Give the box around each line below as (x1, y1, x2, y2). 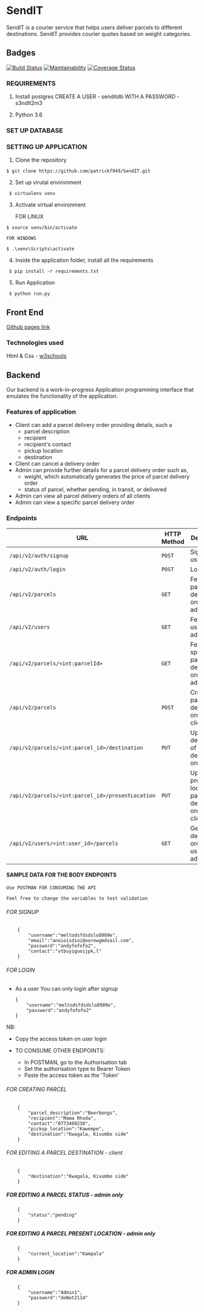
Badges (6, 48, 36, 58)
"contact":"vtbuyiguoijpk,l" (28, 948, 102, 954)
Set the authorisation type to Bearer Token (24, 1065, 131, 1073)
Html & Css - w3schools (6, 352, 67, 360)
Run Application (15, 279, 55, 286)
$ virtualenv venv (8, 191, 56, 197)
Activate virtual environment (15, 201, 86, 208)
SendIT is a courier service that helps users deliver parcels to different (6, 24, 183, 31)
